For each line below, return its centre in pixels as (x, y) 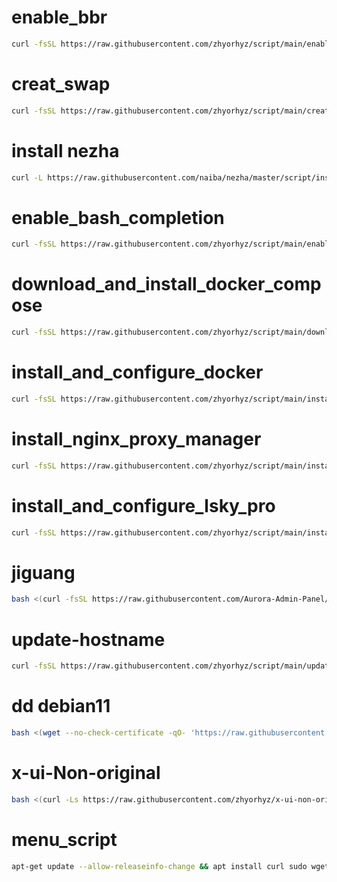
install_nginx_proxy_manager (136, 439)
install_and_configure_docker (137, 372)
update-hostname (88, 639)
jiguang (43, 572)
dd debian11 (61, 706)
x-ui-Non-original (86, 773)
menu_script (64, 839)
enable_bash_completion (118, 217)
